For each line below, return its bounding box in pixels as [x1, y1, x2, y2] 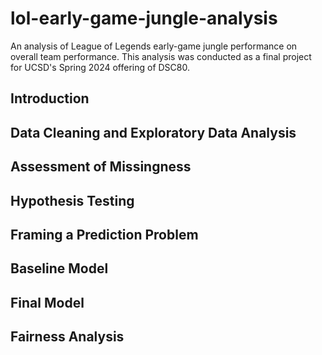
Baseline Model [10, 260, 109, 277]
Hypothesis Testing [10, 192, 135, 209]
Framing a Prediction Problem [10, 226, 199, 243]
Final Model [10, 294, 85, 311]
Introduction [10, 90, 90, 107]
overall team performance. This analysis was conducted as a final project [10, 50, 312, 62]
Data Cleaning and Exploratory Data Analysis [10, 124, 297, 141]
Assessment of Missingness [10, 158, 192, 176]
